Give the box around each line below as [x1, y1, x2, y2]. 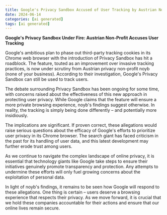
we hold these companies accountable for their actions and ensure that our [5, 200, 160, 206]
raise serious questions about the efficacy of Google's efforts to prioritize [5, 128, 156, 134]
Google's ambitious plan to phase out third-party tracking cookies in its [5, 50, 151, 56]
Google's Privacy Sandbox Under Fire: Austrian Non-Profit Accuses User [5, 35, 159, 41]
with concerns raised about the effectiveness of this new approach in [5, 91, 148, 97]
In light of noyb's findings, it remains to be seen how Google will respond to [5, 184, 160, 190]
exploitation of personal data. [5, 174, 66, 180]
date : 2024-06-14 [5, 12, 41, 17]
